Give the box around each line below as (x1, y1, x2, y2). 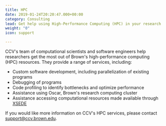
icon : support (5, 30, 35, 35)
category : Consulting (5, 16, 50, 21)
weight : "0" (5, 26, 30, 31)
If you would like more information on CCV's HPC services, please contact (5, 110, 158, 116)
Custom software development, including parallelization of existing (12, 69, 149, 75)
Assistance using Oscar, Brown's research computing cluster (12, 90, 138, 96)
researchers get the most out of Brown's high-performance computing (5, 54, 150, 60)
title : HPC (5, 7, 28, 12)
